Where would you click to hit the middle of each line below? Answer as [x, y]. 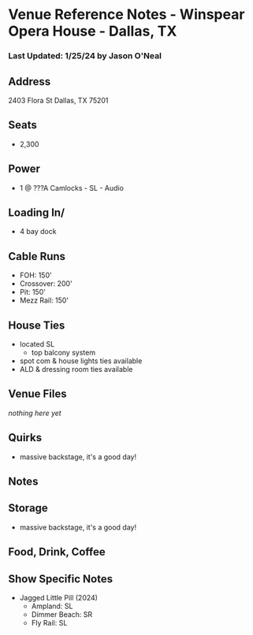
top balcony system [63, 352]
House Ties [37, 325]
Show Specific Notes [60, 579]
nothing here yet [35, 413]
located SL [37, 343]
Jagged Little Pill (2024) [59, 598]
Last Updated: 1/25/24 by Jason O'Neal [85, 56]
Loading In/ [37, 212]
